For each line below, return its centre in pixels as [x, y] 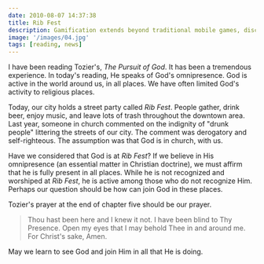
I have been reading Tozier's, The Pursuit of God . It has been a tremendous [130, 67]
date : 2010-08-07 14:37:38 [52, 15]
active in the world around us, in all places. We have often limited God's [124, 84]
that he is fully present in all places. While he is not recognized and [117, 173]
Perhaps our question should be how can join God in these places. [115, 189]
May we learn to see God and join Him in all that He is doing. [106, 251]
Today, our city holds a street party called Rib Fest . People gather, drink [124, 108]
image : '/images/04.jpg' [49, 37]
